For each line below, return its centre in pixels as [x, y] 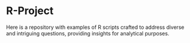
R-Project [30, 11]
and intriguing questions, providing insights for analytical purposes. [88, 33]
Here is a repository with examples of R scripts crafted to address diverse [95, 27]
